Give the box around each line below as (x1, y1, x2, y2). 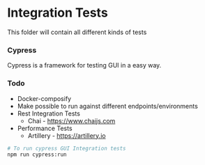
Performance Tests (17, 124, 73, 132)
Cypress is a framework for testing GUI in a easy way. (7, 61, 162, 70)
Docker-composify (17, 94, 72, 102)
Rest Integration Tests (17, 109, 80, 118)
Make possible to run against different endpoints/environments (17, 102, 199, 110)
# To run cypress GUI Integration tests (7, 145, 127, 152)
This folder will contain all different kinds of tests (7, 28, 147, 36)
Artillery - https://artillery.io (27, 131, 106, 140)
